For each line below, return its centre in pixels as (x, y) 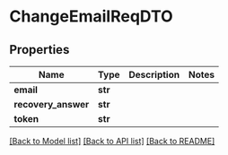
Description (154, 75)
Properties (39, 50)
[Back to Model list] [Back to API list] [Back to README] (112, 141)
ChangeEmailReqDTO (91, 17)
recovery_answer (52, 104)
